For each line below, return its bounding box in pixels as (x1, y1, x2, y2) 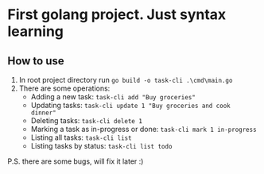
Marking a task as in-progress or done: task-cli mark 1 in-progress (30, 125, 257, 133)
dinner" (30, 109, 56, 117)
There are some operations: (18, 83, 111, 93)
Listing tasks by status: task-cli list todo (30, 141, 173, 150)
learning (7, 22, 64, 41)
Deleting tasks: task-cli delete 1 (30, 116, 142, 125)
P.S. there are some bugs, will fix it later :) (7, 157, 144, 166)
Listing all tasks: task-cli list (30, 133, 132, 142)
